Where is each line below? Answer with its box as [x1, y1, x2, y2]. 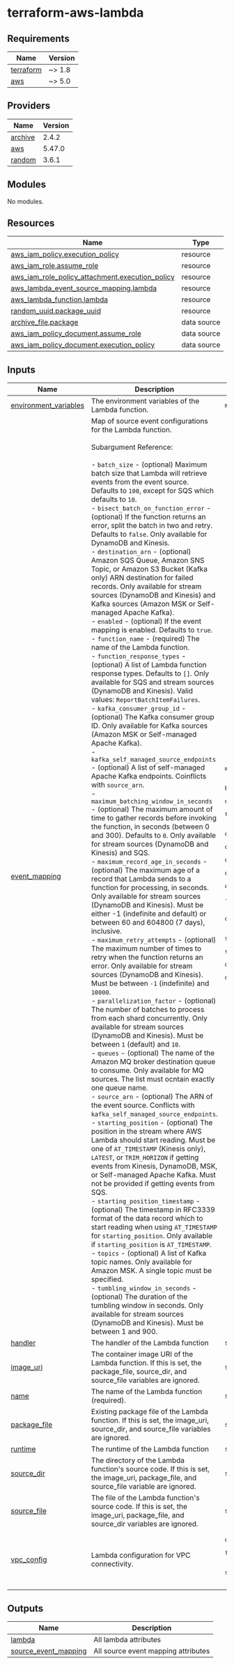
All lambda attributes [93, 1635, 162, 1645]
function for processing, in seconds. [91, 883, 209, 893]
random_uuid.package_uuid [10, 306, 101, 316]
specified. [91, 1274, 124, 1284]
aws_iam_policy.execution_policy [10, 249, 120, 259]
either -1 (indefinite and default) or [91, 909, 207, 919]
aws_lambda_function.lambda [10, 295, 108, 304]
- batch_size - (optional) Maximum [91, 460, 208, 469]
